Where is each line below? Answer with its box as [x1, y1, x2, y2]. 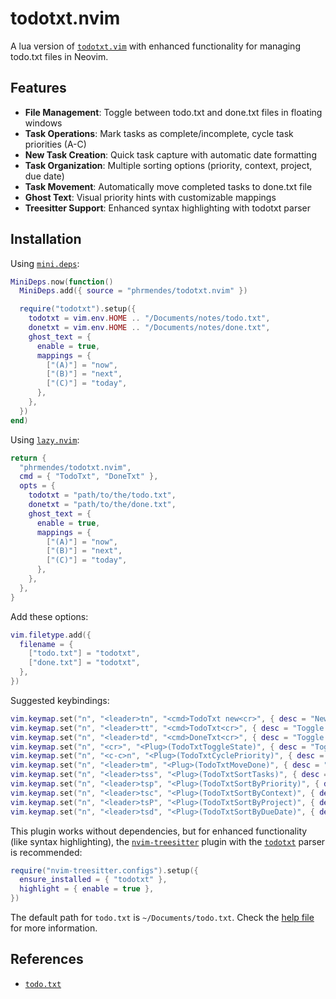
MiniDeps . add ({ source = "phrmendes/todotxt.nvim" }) [19, 286, 248, 296]
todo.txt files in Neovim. [10, 50, 109, 62]
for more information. [10, 922, 98, 934]
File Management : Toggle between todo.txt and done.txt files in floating [24, 106, 323, 118]
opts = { [19, 481, 56, 491]
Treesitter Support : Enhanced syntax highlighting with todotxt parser [24, 202, 312, 214]
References [10, 951, 84, 968]
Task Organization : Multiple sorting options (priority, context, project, [24, 159, 313, 171]
